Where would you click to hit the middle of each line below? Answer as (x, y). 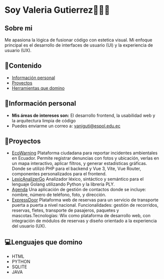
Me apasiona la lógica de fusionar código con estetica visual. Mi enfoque (79, 40)
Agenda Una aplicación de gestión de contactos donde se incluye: (79, 190)
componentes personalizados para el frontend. (59, 174)
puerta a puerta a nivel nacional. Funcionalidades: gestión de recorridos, (85, 205)
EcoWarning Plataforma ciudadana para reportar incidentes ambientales (84, 153)
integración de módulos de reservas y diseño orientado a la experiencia (84, 221)
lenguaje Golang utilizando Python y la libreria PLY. (63, 184)
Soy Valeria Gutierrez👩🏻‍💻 (57, 10)
